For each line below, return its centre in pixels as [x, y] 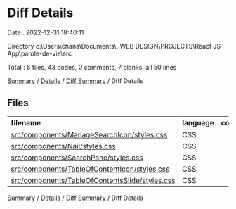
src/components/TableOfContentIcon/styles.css [90, 169]
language [198, 122]
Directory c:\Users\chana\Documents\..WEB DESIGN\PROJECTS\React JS [114, 46]
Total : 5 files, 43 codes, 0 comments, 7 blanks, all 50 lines [92, 67]
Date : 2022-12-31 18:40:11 [46, 32]
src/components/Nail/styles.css [63, 146]
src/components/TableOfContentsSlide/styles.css [93, 180]
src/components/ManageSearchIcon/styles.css [89, 134]
